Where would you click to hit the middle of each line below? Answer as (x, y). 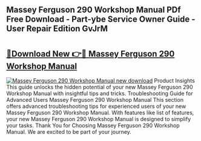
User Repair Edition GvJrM (57, 29)
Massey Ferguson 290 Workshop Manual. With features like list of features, (100, 113)
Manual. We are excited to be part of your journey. (69, 132)
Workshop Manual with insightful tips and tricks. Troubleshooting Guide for (100, 93)
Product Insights (174, 80)
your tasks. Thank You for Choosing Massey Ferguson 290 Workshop (93, 125)
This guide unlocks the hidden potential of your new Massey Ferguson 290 (100, 87)
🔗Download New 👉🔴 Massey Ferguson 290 (91, 54)
